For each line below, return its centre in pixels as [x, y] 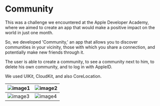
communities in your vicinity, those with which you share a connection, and [80, 47]
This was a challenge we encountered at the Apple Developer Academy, [77, 22]
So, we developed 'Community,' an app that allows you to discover [72, 42]
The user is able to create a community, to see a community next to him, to [80, 61]
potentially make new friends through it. [45, 52]
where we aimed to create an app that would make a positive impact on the [80, 27]
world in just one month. [29, 32]
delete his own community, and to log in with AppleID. [59, 67]
